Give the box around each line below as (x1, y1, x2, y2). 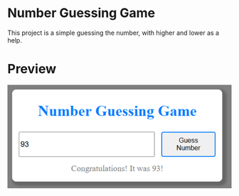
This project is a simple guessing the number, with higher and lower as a (7, 28, 219, 37)
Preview (7, 61, 57, 77)
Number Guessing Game (7, 5, 156, 21)
